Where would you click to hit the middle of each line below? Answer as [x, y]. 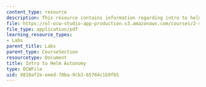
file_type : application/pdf [42, 29]
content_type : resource [37, 12]
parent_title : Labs [31, 47]
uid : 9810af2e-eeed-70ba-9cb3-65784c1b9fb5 [63, 75]
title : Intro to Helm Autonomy [46, 63]
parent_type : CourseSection [42, 52]
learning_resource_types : [39, 35]
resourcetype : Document [37, 58]
